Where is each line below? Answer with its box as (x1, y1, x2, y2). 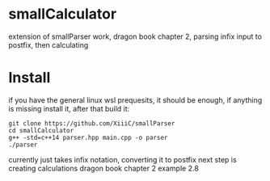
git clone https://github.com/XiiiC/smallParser (8, 119, 175, 128)
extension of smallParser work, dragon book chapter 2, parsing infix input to (8, 32, 263, 41)
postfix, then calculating (8, 40, 89, 49)
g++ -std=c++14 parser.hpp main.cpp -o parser (8, 133, 168, 141)
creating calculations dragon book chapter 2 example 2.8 (8, 163, 200, 173)
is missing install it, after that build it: (8, 103, 130, 113)
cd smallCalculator (8, 126, 74, 134)
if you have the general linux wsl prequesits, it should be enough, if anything (8, 95, 263, 105)
